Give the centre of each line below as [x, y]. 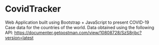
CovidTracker [33, 9]
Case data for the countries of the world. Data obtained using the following [79, 27]
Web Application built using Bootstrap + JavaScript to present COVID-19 [77, 22]
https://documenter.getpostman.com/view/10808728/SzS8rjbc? [78, 32]
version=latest [19, 38]
